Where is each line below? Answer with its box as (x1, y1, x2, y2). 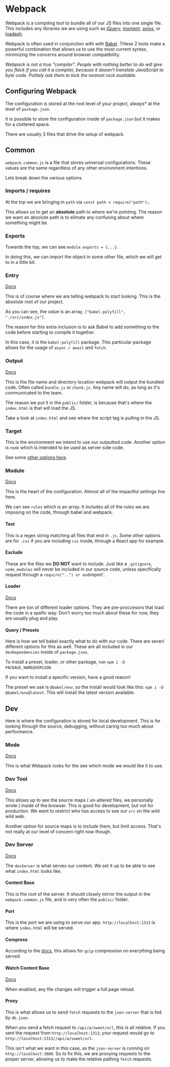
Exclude (5, 549, 23, 555)
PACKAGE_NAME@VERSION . (5, 664, 52, 671)
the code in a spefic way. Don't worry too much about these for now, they (5, 609, 159, 616)
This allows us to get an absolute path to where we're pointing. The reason (5, 208, 162, 215)
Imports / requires (5, 187, 51, 194)
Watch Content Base (5, 965, 50, 971)
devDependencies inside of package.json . (5, 649, 89, 655)
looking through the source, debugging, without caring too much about (5, 723, 154, 729)
